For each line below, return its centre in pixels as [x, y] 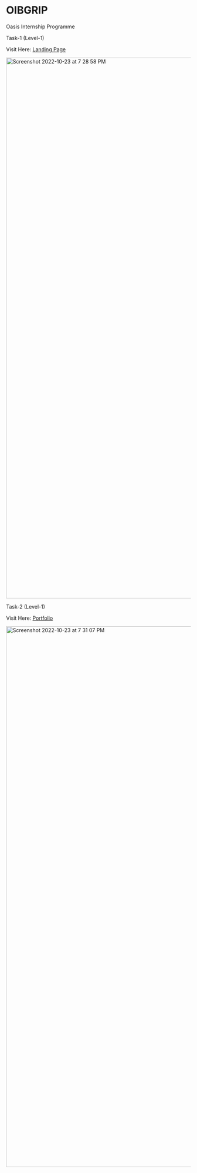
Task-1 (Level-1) [25, 38]
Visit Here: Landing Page [36, 49]
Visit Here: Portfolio [30, 618]
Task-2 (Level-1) [26, 606]
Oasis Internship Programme [40, 26]
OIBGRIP [27, 10]
